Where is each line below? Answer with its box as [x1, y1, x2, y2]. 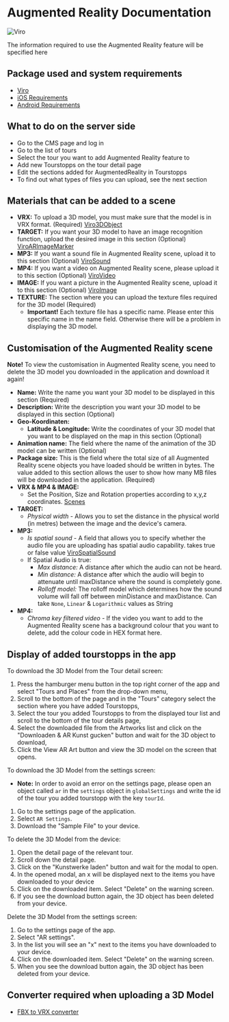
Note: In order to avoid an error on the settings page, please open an [16, 779, 212, 788]
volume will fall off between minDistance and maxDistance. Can [37, 592, 217, 600]
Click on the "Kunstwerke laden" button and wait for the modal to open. [16, 863, 219, 871]
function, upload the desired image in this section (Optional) [16, 235, 187, 243]
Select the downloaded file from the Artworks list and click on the [16, 724, 202, 731]
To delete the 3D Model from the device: [7, 835, 121, 843]
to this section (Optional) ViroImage [16, 286, 118, 294]
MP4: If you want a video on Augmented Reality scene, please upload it [16, 264, 219, 272]
